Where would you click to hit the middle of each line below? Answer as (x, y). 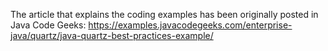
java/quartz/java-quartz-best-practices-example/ (112, 35)
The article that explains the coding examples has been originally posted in (164, 14)
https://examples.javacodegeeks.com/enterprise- (190, 25)
